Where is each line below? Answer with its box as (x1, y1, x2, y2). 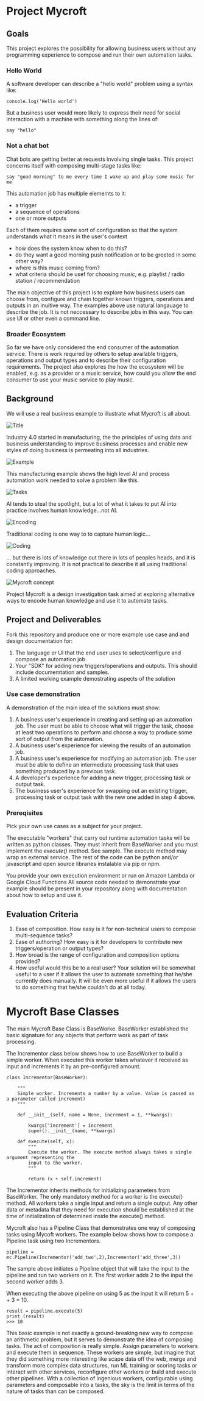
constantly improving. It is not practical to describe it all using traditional (6, 560, 187, 567)
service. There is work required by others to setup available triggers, (6, 350, 178, 357)
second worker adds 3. (6, 1278, 65, 1285)
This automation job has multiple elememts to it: (6, 190, 127, 197)
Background (6, 394, 54, 404)
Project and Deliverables (6, 614, 102, 625)
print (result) (6, 1313, 45, 1319)
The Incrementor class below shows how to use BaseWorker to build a (6, 1049, 183, 1057)
